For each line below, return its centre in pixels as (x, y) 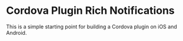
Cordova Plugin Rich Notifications (90, 11)
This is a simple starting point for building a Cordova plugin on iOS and (92, 27)
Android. (16, 32)
